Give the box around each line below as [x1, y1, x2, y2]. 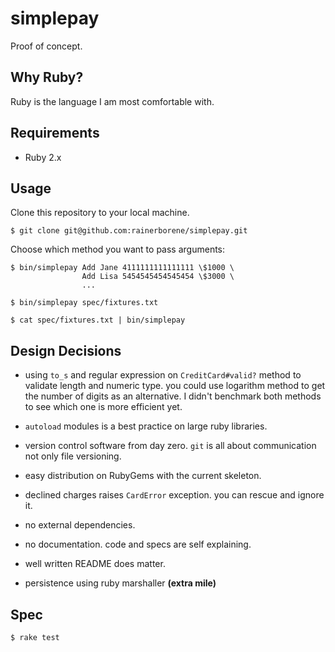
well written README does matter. [24, 558, 166, 570]
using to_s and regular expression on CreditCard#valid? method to [24, 369, 302, 381]
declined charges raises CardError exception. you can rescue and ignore [24, 489, 325, 501]
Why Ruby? [10, 69, 84, 86]
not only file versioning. [24, 450, 122, 462]
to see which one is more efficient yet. [24, 401, 183, 413]
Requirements [10, 125, 100, 142]
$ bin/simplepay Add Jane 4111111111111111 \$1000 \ [10, 263, 235, 273]
